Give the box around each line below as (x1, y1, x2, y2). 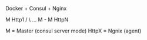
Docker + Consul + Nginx (5, 5, 67, 12)
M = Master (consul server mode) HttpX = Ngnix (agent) (5, 27, 142, 34)
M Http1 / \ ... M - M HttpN (5, 16, 69, 23)
